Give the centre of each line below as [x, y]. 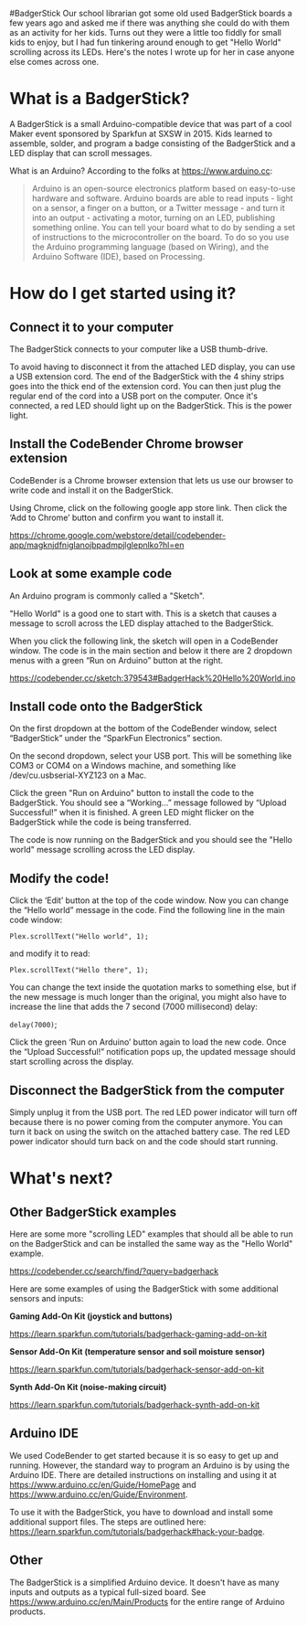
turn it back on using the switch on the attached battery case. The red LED [150, 1132]
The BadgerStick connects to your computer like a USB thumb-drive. [139, 349]
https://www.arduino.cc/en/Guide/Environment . [99, 1494]
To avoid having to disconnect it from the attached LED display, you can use [152, 367]
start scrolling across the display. [72, 1062]
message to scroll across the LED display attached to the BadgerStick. [142, 623]
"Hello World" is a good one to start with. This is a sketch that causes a [143, 613]
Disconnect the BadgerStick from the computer [147, 1090]
